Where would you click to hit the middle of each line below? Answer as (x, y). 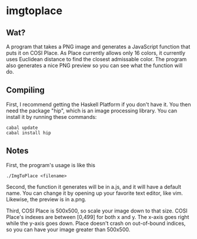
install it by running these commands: (51, 117)
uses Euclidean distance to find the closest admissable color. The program (96, 59)
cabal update (22, 128)
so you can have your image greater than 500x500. (68, 229)
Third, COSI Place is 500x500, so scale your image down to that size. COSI (97, 211)
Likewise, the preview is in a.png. (46, 199)
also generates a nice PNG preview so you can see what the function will (94, 65)
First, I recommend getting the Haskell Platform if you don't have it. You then (98, 104)
